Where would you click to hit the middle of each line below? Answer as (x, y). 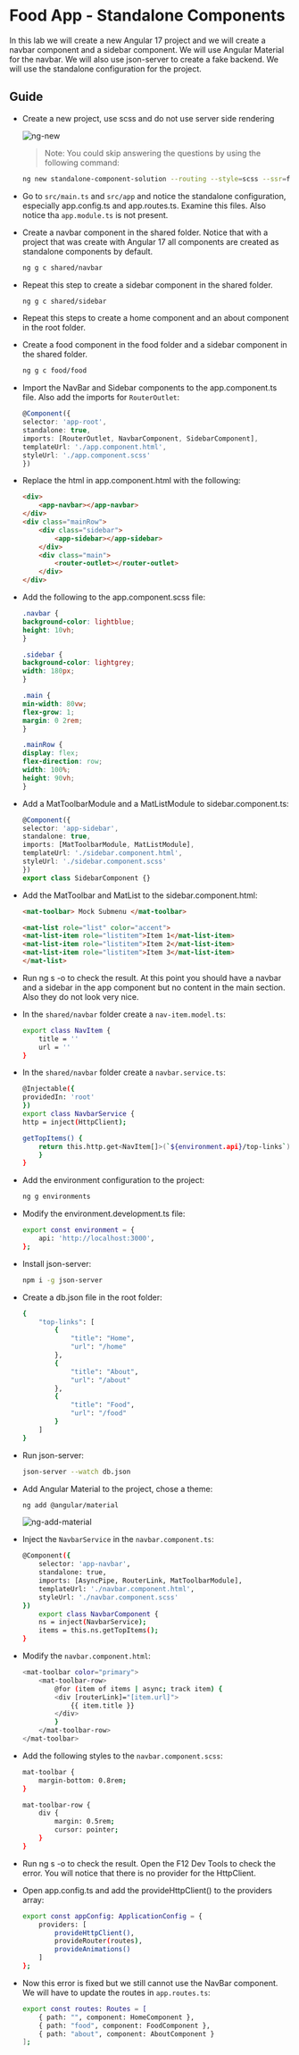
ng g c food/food (54, 371)
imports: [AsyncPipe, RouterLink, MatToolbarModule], (141, 1581)
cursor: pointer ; (87, 1830)
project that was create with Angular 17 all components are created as (150, 241)
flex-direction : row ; (62, 762)
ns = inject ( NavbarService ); (93, 1623)
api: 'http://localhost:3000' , (97, 1238)
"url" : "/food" (98, 1413)
